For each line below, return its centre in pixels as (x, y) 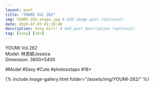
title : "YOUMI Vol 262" (30, 15)
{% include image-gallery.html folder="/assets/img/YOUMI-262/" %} (77, 79)
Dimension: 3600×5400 (30, 59)
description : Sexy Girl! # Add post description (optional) (70, 29)
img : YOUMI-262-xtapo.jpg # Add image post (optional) (65, 19)
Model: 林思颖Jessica (28, 54)
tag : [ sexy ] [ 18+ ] (25, 33)
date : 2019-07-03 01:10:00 (34, 24)
